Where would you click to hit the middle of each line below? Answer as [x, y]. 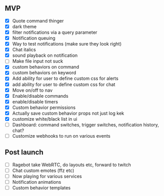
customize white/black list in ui [45, 119]
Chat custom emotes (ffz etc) [43, 170]
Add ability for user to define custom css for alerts [65, 78]
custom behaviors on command [46, 67]
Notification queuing [34, 38]
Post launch [24, 152]
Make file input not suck [38, 61]
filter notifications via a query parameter [55, 32]
